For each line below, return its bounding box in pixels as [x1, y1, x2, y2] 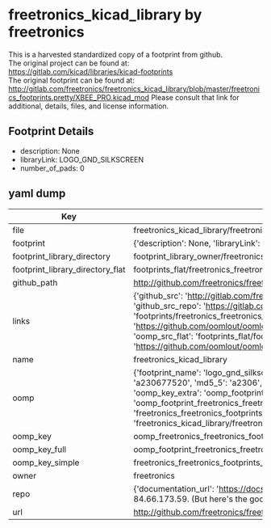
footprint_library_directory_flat [12, 264, 126, 275]
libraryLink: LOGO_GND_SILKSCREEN [19, 154, 144, 164]
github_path [12, 277, 58, 288]
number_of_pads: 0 [19, 163, 85, 173]
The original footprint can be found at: [8, 75, 135, 85]
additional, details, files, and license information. [8, 101, 169, 111]
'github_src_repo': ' [132, 300, 206, 311]
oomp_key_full [12, 443, 67, 454]
